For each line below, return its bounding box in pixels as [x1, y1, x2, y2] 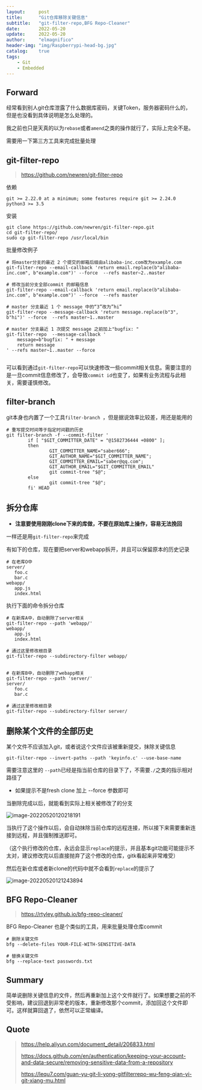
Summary [6, 975, 44, 985]
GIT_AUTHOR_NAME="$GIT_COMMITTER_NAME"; [49, 453, 152, 459]
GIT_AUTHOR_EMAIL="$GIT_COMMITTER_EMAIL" [49, 464, 155, 470]
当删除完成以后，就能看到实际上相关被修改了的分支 [6, 800, 133, 807]
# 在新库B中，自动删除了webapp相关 [6, 670, 85, 676]
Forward [6, 87, 38, 97]
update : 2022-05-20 [6, 31, 66, 37]
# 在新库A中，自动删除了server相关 [6, 615, 85, 621]
